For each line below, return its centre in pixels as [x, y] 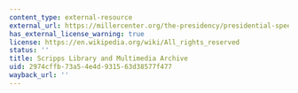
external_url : [35, 26]
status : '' [29, 50]
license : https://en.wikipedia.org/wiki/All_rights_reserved [125, 42]
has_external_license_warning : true [77, 34]
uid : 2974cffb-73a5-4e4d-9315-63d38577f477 [91, 67]
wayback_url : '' [39, 75]
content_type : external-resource [71, 17]
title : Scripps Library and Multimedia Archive [99, 58]
